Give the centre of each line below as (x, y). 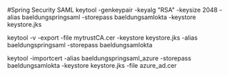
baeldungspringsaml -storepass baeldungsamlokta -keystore (109, 17)
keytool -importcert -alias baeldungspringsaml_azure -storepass (99, 58)
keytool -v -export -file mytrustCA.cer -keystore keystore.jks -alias (103, 38)
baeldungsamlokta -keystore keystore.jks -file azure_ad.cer (92, 65)
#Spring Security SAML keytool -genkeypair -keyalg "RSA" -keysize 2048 (113, 10)
